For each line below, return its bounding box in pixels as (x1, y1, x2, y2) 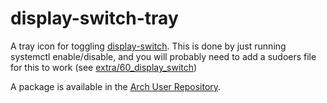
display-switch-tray (10, 7, 179, 30)
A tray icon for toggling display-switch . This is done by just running (10, 40, 287, 52)
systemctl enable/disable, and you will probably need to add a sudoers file (10, 50, 317, 62)
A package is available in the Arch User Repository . (10, 80, 222, 92)
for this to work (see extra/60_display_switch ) (10, 61, 198, 73)
